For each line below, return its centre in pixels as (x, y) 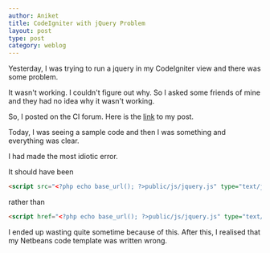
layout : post (30, 31)
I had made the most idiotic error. (63, 157)
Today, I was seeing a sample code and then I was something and (117, 133)
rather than (27, 202)
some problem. (33, 77)
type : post (27, 38)
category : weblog (37, 46)
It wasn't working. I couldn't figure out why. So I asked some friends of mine (135, 92)
